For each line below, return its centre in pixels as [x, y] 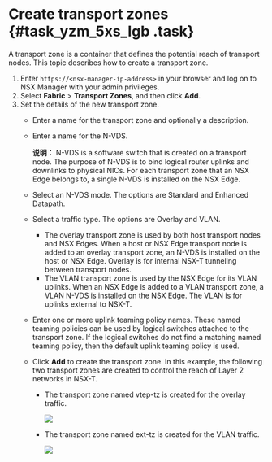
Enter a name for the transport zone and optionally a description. [140, 120]
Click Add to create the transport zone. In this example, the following [147, 361]
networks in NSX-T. [65, 378]
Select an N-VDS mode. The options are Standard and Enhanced [140, 194]
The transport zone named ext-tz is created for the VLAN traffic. [152, 434]
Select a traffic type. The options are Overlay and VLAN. [126, 219]
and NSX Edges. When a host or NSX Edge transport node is [146, 243]
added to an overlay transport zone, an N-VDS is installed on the [152, 252]
